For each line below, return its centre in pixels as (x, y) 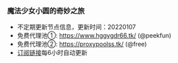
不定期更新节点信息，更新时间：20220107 (76, 27)
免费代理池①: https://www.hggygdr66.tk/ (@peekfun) (94, 36)
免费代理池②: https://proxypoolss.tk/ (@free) (82, 44)
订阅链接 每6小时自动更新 (52, 53)
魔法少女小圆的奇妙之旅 (46, 10)
